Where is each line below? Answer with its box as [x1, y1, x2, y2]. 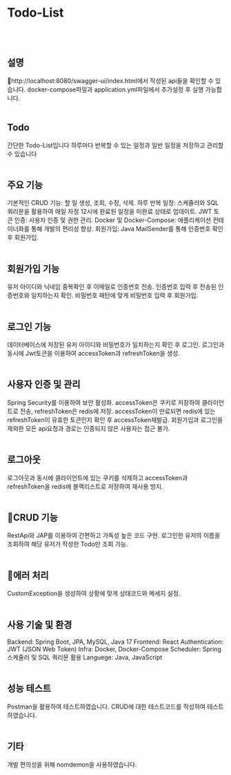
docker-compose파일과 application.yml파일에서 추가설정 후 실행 [27, 85, 204, 93]
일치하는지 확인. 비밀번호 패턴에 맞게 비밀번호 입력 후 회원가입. [30, 291, 199, 300]
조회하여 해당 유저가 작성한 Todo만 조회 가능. [7, 540, 128, 548]
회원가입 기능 [7, 263, 60, 275]
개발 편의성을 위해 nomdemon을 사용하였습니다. [7, 760, 137, 769]
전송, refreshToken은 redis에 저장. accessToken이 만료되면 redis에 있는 [19, 407, 216, 415]
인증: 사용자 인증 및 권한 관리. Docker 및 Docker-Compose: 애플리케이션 [14, 216, 212, 224]
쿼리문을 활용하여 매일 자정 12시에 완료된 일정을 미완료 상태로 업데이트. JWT [7, 208, 212, 216]
